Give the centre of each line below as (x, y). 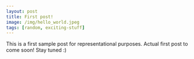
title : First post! (30, 17)
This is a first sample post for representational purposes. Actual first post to (97, 44)
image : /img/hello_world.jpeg (43, 22)
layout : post (22, 11)
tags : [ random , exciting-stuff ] (45, 27)
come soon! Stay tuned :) (37, 50)
